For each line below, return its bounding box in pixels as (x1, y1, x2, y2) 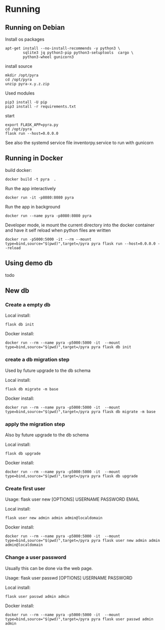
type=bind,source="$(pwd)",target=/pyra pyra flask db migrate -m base (5, 409, 156, 414)
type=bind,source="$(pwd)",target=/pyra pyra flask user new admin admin (5, 538, 161, 543)
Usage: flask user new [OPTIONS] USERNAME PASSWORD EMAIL (5, 496, 140, 502)
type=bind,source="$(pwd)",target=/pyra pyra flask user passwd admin (5, 617, 154, 622)
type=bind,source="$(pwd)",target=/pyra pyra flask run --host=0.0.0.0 (5, 241, 156, 246)
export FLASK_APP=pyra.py (5, 122, 58, 127)
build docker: (5, 167, 32, 173)
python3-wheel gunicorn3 (23, 54, 74, 59)
